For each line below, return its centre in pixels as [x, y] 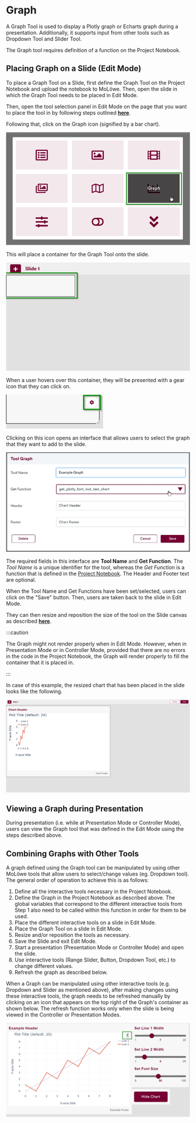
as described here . [29, 621]
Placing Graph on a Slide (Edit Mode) [74, 69]
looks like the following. [34, 692]
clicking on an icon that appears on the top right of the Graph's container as [97, 1002]
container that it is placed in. [40, 662]
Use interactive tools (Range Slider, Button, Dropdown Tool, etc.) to [95, 960]
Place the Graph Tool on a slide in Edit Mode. [69, 929]
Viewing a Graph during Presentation [75, 809]
